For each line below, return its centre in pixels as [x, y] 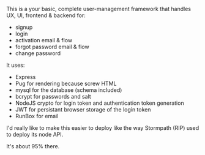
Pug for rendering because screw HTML [66, 83]
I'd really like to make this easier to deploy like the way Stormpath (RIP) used [103, 128]
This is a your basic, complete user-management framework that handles [99, 9]
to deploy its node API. [35, 134]
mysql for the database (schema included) [69, 90]
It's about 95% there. [33, 146]
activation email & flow [43, 40]
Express [25, 77]
